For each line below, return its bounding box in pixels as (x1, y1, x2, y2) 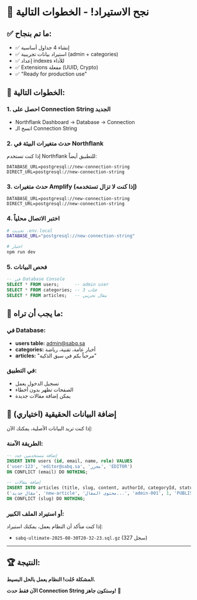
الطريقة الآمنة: (6, 439, 43, 447)
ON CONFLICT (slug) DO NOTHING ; (6, 496, 85, 502)
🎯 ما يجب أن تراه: (6, 309, 63, 319)
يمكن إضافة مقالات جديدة (15, 392, 71, 399)
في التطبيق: (6, 367, 37, 375)
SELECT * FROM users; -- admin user (6, 282, 109, 288)
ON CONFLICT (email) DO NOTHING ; (6, 469, 88, 475)
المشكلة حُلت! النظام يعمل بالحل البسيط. (6, 576, 96, 583)
